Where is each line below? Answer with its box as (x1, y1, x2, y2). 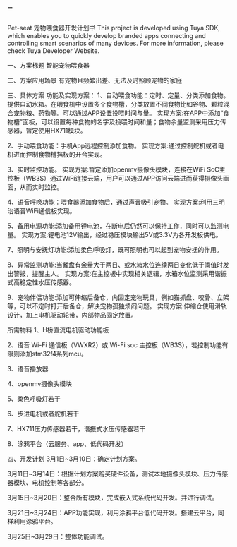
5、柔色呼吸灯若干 (7, 395, 61, 403)
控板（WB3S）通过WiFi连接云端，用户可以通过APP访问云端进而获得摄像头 (7, 174, 224, 182)
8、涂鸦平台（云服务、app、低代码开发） (7, 439, 128, 447)
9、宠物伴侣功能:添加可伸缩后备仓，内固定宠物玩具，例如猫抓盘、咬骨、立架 (7, 293, 229, 301)
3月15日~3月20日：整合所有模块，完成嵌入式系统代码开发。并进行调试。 (7, 493, 219, 502)
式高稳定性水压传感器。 (7, 278, 75, 287)
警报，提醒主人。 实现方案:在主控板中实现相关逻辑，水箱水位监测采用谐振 (13, 269, 227, 277)
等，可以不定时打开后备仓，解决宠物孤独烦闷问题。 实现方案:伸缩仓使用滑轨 (7, 301, 227, 310)
